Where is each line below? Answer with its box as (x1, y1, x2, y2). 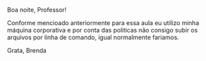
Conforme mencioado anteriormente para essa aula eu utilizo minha (7, 19, 199, 26)
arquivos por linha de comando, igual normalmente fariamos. (7, 33, 180, 41)
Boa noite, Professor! (7, 6, 67, 14)
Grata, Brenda (7, 47, 47, 54)
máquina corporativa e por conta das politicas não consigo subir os (7, 26, 198, 34)
